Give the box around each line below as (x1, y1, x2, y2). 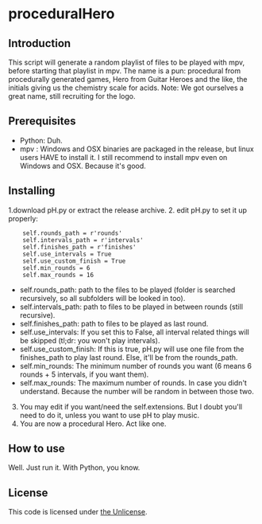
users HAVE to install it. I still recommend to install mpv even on (19, 152, 228, 162)
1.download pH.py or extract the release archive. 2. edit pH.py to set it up (8, 205, 248, 215)
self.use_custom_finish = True (22, 256, 126, 265)
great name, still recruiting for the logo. (8, 92, 136, 100)
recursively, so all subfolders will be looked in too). (19, 293, 186, 303)
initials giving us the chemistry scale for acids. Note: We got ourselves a (8, 83, 245, 92)
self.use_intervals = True (22, 250, 112, 258)
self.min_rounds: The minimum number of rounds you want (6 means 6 (19, 361, 252, 370)
